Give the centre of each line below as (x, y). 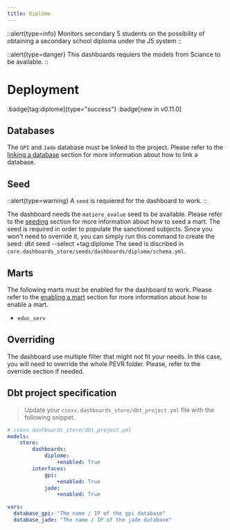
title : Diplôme (29, 14)
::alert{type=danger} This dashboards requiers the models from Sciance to (114, 54)
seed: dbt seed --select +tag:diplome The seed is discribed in (96, 244)
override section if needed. (46, 371)
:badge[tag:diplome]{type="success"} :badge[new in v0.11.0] (95, 109)
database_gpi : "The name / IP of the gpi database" (90, 514)
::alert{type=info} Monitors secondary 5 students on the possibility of (106, 33)
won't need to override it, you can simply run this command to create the (111, 236)
